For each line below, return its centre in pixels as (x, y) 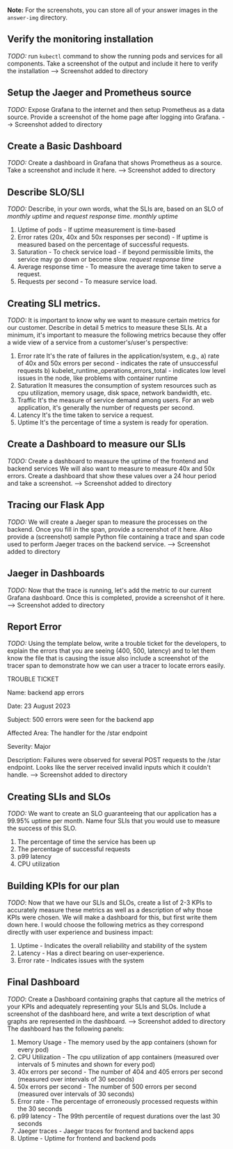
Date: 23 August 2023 (39, 706)
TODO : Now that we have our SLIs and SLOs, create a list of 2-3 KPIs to (110, 902)
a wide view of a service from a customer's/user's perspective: (98, 342)
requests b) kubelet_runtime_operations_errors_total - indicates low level (121, 371)
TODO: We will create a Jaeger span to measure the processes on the (107, 522)
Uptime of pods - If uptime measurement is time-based (96, 230)
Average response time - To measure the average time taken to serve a (119, 267)
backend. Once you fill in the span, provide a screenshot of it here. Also (110, 529)
